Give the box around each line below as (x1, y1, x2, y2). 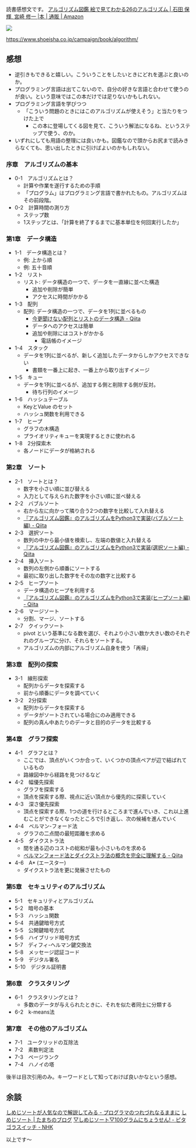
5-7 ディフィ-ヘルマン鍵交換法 (14, 941, 92, 948)
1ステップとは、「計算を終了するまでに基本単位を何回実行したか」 (23, 219, 183, 226)
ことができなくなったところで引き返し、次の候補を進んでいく (28, 815, 177, 822)
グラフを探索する (23, 786, 65, 793)
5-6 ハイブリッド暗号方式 (14, 934, 80, 941)
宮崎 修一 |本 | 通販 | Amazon (13, 13, 84, 20)
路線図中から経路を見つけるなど (23, 771, 101, 778)
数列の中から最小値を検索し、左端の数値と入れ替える (23, 536, 152, 543)
